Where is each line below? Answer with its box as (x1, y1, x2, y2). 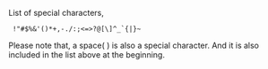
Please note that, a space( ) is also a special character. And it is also (8, 40, 260, 50)
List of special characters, (8, 8, 104, 18)
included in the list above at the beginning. (8, 50, 165, 60)
